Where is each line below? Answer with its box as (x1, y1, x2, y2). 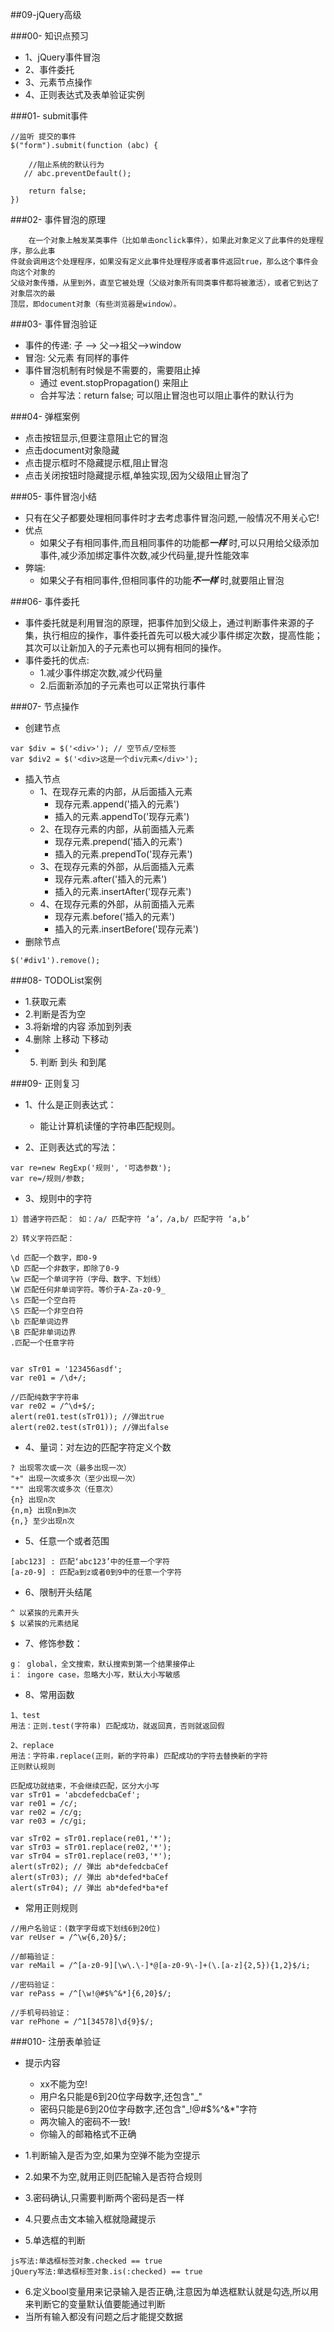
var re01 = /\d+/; (10, 1373, 87, 1383)
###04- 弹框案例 (10, 411, 80, 422)
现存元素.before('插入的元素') (54, 911, 176, 922)
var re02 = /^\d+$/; (10, 1401, 97, 1411)
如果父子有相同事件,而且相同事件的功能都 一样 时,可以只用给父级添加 (39, 537, 320, 548)
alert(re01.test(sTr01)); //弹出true (10, 1412, 165, 1422)
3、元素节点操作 (24, 76, 93, 88)
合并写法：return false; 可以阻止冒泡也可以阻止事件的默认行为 (39, 389, 295, 401)
